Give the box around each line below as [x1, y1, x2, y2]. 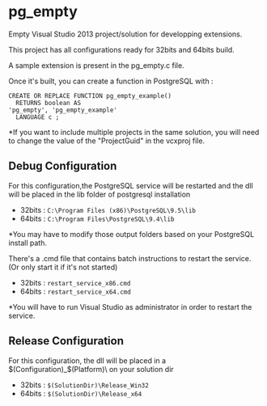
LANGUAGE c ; [15, 112, 60, 121]
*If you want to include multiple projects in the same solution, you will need [8, 127, 260, 137]
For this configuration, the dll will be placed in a [8, 355, 167, 366]
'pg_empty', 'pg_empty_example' [8, 106, 117, 114]
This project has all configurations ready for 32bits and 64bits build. [8, 44, 235, 54]
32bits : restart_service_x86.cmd [19, 277, 131, 287]
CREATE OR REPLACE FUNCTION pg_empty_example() [8, 91, 172, 99]
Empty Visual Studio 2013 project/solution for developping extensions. [8, 29, 243, 39]
